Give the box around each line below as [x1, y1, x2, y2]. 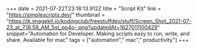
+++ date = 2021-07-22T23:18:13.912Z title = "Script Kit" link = [6, 5, 161, 12]
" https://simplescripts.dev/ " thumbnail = [6, 11, 105, 18]
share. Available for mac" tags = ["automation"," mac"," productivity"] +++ [6, 37, 190, 43]
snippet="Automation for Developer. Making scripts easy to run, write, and [6, 30, 190, 37]
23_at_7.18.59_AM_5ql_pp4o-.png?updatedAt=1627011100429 [6, 24, 158, 31]
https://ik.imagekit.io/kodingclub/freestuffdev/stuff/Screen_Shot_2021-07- [8, 18, 192, 24]
